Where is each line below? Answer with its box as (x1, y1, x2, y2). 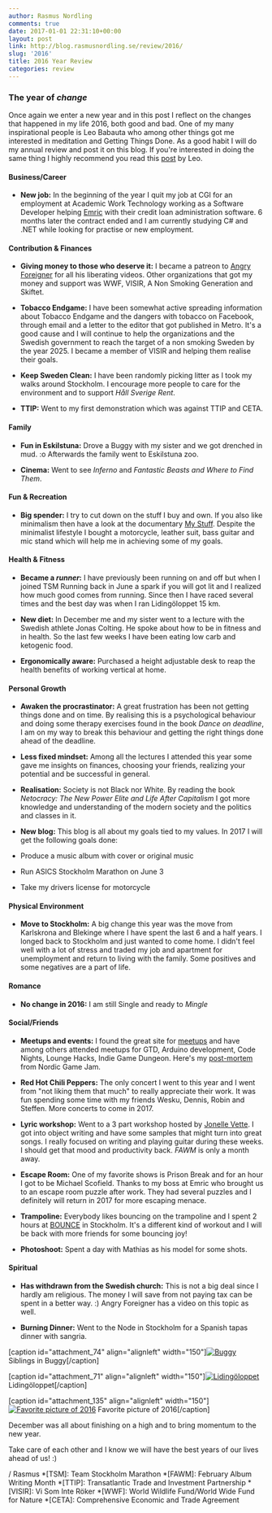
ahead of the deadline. (19, 736, 96, 746)
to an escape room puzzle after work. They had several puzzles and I (19, 1187, 252, 1197)
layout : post (8, 34, 53, 43)
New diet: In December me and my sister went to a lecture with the (19, 615, 245, 625)
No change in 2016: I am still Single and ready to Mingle (19, 999, 209, 1009)
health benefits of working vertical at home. (19, 665, 166, 675)
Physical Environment (8, 900, 84, 911)
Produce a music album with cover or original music (19, 851, 194, 861)
